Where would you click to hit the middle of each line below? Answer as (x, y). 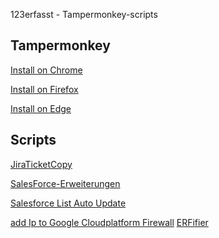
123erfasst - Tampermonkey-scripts (84, 14)
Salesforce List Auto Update (68, 203)
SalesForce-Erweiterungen (65, 183)
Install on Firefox (44, 89)
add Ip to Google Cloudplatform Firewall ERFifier (109, 222)
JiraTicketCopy (41, 164)
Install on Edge (41, 108)
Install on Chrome (46, 70)
